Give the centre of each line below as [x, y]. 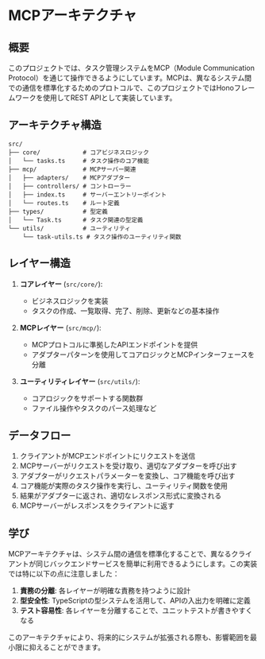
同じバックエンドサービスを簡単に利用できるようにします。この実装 [146, 564]
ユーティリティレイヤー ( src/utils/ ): [80, 381]
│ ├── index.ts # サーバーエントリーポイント [88, 195]
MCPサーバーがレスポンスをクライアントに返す [97, 506]
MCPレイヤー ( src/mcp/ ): [60, 328]
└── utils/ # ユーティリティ [69, 228]
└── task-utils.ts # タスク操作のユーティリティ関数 [102, 237]
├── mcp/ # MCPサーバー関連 [72, 169]
